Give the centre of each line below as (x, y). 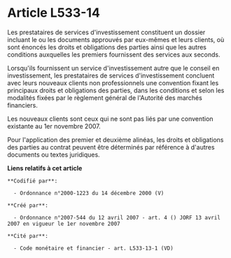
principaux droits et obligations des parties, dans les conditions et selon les (116, 90)
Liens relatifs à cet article (45, 168)
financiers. (23, 105)
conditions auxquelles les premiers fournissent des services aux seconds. (114, 55)
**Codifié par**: (33, 181)
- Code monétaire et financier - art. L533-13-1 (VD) (93, 248)
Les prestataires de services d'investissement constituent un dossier (106, 32)
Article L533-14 (54, 13)
